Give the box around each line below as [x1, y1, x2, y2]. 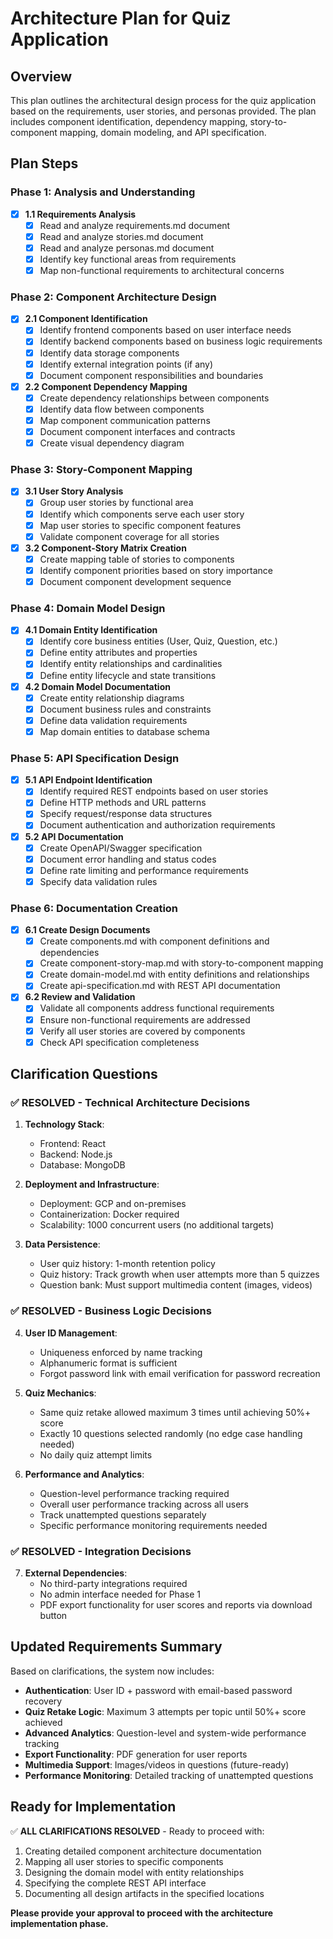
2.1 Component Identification [24, 313, 148, 325]
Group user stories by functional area [39, 497, 194, 509]
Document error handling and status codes [39, 853, 217, 865]
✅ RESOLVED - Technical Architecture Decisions [10, 1096, 251, 1110]
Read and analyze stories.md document [39, 230, 204, 242]
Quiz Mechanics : [24, 1387, 97, 1399]
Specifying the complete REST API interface [24, 1877, 207, 1889]
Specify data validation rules [39, 875, 158, 887]
